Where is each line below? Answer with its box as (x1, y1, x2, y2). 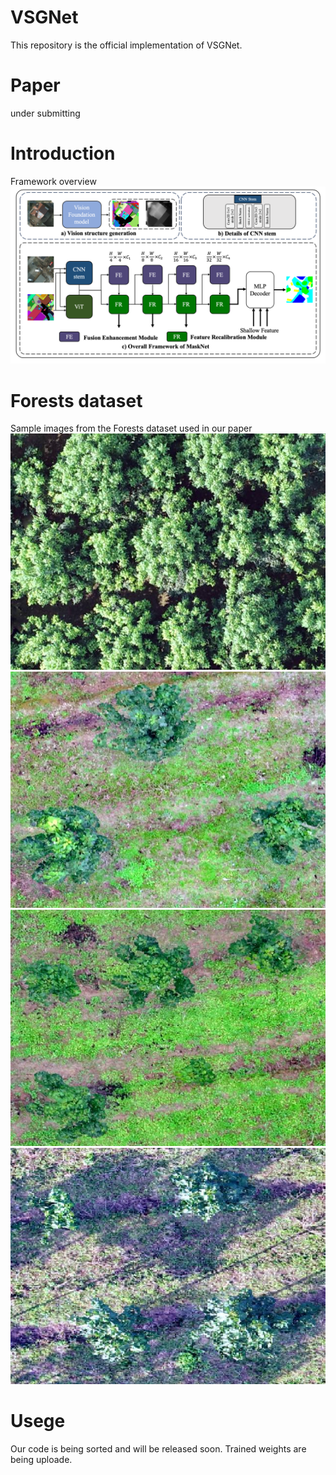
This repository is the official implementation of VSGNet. (10, 39, 243, 51)
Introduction (10, 142, 116, 165)
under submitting (10, 107, 81, 119)
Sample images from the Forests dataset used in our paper (10, 422, 253, 435)
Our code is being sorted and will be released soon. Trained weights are (10, 1443, 307, 1455)
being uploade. (10, 1454, 73, 1466)
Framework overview (10, 175, 97, 187)
